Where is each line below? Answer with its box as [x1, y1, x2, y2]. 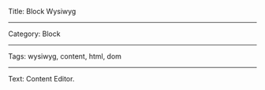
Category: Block [8, 29, 61, 38]
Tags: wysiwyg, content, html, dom [8, 52, 122, 61]
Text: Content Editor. [8, 74, 75, 83]
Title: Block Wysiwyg [8, 7, 77, 16]
